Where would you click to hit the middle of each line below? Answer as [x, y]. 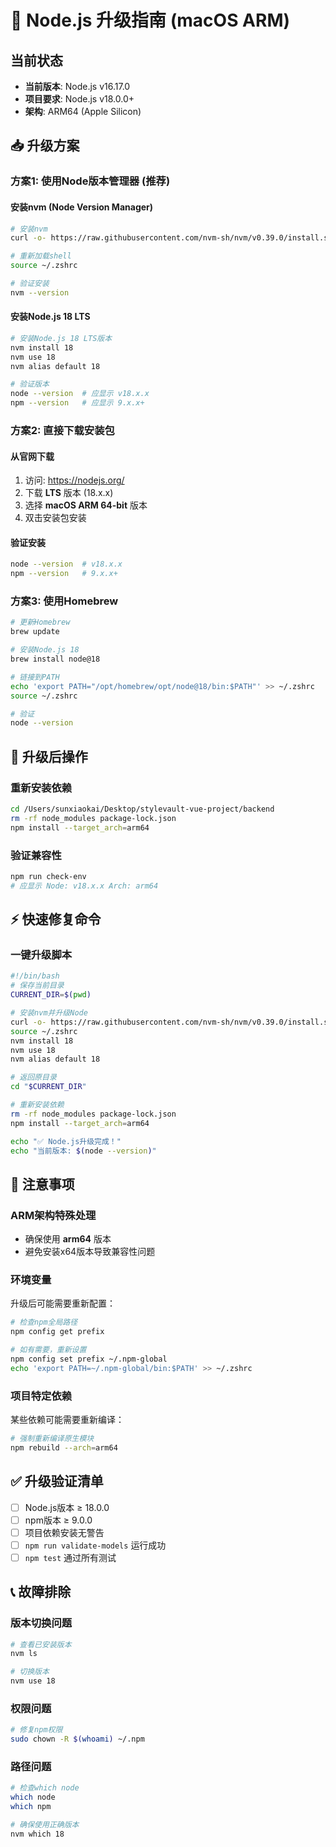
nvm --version [40, 292]
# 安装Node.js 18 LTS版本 [61, 338]
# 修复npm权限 [36, 1730]
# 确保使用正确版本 [45, 1825]
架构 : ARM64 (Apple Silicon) [83, 111]
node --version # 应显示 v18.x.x [80, 394]
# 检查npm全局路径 [44, 1322]
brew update [35, 632]
